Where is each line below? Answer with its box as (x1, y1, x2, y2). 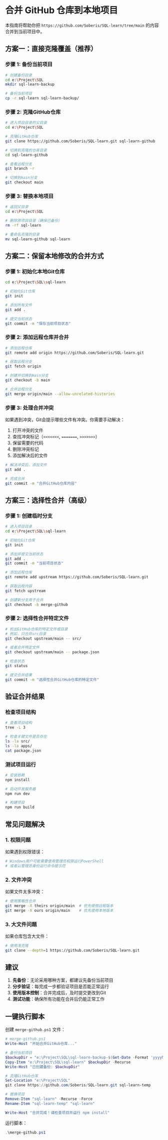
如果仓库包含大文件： (5, 933, 49, 939)
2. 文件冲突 (5, 876, 32, 883)
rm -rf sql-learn (5, 223, 41, 228)
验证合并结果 (5, 692, 45, 701)
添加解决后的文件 (12, 453, 48, 458)
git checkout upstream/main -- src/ (5, 636, 81, 641)
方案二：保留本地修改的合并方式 (5, 252, 104, 260)
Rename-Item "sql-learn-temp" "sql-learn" (5, 1101, 95, 1106)
